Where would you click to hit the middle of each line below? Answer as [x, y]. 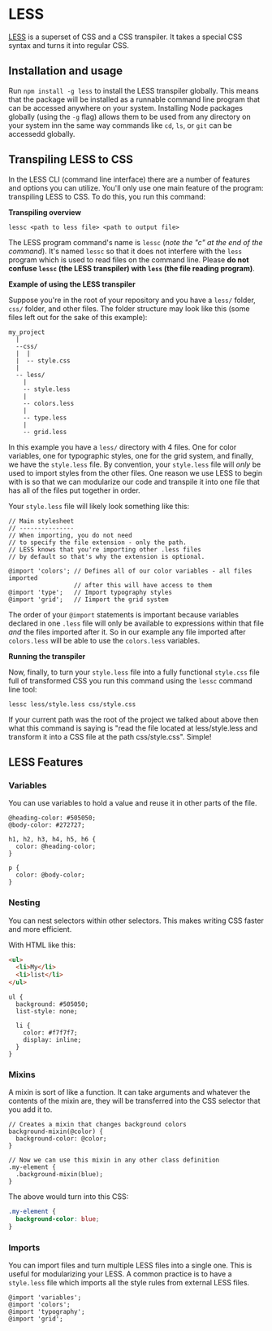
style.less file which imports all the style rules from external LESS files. [129, 1283]
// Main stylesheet [41, 521]
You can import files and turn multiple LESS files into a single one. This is [130, 1265]
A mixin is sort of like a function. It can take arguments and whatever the [130, 1092]
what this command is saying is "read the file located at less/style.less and [133, 728]
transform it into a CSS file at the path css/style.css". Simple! [110, 736]
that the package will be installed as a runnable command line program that [134, 99]
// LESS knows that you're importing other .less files [105, 549]
